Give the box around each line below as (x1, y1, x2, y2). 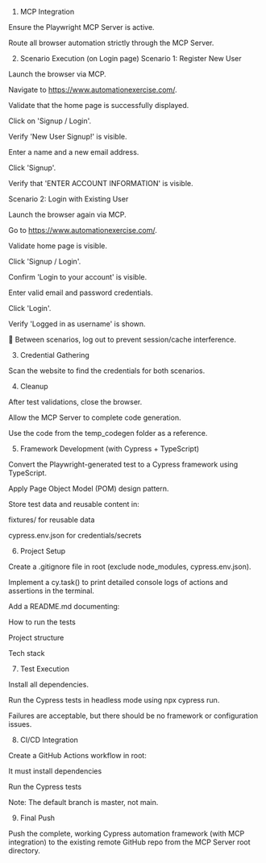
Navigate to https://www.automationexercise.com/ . (8, 85, 177, 94)
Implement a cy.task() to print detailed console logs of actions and (8, 578, 228, 587)
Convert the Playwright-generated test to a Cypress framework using (8, 459, 239, 469)
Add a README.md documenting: (8, 602, 120, 611)
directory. (8, 846, 40, 855)
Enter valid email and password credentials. (8, 288, 153, 297)
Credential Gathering (19, 351, 90, 359)
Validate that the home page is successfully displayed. (8, 101, 189, 110)
